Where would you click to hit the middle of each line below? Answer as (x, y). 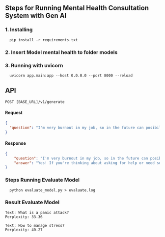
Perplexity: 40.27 (24, 230)
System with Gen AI (36, 16)
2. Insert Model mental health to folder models (61, 52)
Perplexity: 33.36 (24, 217)
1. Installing (19, 30)
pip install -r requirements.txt (44, 40)
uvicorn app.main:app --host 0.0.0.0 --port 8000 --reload (71, 76)
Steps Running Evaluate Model (42, 180)
